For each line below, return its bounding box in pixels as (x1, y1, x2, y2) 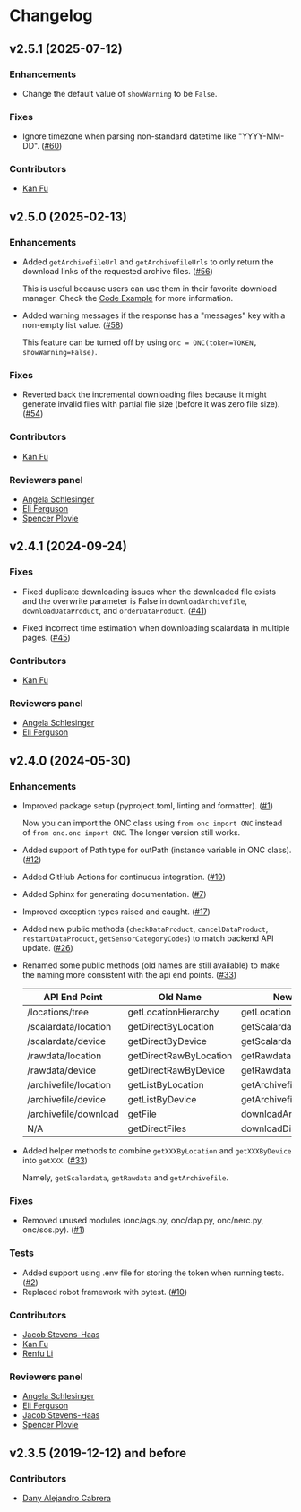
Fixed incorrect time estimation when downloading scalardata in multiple (21, 622, 290, 633)
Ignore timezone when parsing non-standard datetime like (21, 131, 237, 142)
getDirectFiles (127, 1122, 186, 1135)
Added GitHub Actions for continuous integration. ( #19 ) (21, 871, 227, 883)
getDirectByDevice (127, 1035, 208, 1048)
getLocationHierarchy (127, 1006, 219, 1018)
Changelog (9, 5, 93, 26)
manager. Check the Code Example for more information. (21, 293, 234, 304)
